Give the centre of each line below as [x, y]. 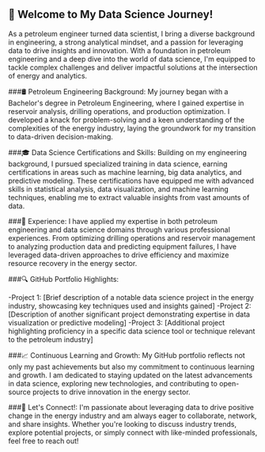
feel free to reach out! [44, 441]
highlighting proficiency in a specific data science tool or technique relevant [132, 331]
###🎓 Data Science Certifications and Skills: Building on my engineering [128, 152]
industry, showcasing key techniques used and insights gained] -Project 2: [130, 306]
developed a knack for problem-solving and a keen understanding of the [127, 120]
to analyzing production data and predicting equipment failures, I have [123, 246]
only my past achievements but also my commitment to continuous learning [131, 367]
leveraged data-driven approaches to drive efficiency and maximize [119, 255]
